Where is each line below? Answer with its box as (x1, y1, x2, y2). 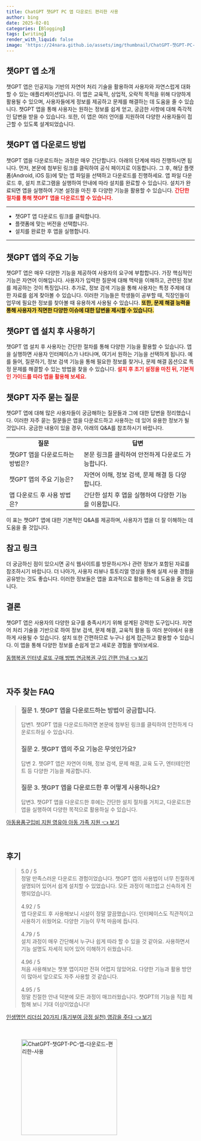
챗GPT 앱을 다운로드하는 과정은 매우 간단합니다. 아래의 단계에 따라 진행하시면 (6, 156, 187, 164)
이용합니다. (90, 500, 121, 508)
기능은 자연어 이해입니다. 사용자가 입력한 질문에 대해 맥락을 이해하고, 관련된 (6, 277, 182, 284)
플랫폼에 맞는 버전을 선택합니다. (14, 220, 89, 227)
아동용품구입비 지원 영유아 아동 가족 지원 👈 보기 (6, 819, 120, 826)
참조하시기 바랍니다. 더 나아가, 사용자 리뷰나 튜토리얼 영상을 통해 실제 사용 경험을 (6, 568, 194, 575)
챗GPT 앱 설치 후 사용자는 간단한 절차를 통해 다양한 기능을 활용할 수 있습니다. (6, 343, 185, 351)
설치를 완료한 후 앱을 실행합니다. (14, 227, 90, 234)
